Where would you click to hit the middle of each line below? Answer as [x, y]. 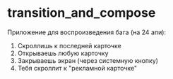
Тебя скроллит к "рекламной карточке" [77, 68]
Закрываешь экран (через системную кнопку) [88, 60]
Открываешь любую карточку [63, 53]
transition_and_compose [82, 13]
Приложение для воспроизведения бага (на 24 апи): [87, 32]
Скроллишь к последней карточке [69, 45]
